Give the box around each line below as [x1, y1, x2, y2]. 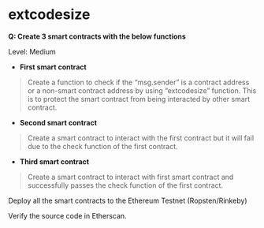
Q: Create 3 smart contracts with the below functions [8, 32, 187, 41]
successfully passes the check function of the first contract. [27, 180, 223, 190]
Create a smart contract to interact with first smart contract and [27, 172, 234, 181]
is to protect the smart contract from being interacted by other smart [27, 94, 251, 103]
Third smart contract [19, 156, 89, 166]
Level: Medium [8, 47, 57, 56]
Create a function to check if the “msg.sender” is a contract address [27, 77, 250, 87]
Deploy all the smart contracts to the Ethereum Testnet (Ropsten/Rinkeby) [8, 196, 247, 205]
